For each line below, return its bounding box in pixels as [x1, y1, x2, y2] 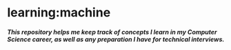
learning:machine [7, 5, 111, 21]
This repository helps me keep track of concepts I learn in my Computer [7, 27, 217, 36]
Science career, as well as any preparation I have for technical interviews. [7, 35, 225, 43]
